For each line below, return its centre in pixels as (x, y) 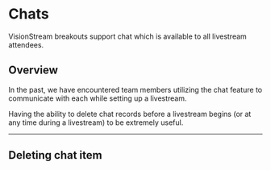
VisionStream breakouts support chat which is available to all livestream (128, 36)
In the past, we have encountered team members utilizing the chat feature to (135, 89)
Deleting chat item (55, 155)
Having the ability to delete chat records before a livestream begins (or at (130, 114)
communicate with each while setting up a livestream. (98, 98)
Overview (33, 70)
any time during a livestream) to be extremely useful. (96, 122)
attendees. (26, 44)
